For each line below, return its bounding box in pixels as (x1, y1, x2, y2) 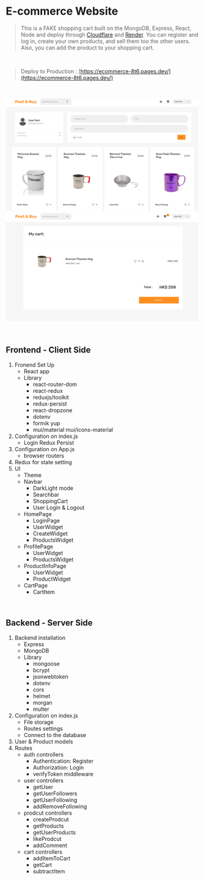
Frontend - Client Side (5, 345, 91, 355)
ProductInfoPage (23, 562, 67, 569)
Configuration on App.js (14, 445, 75, 453)
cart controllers (23, 848, 62, 856)
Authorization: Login (32, 763, 84, 771)
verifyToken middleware (32, 770, 94, 777)
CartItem (32, 588, 56, 595)
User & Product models (14, 738, 73, 745)
